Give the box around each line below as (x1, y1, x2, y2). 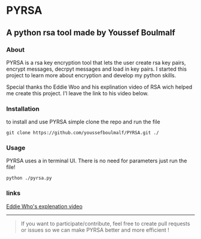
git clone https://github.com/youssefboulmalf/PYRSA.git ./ (6, 130, 160, 136)
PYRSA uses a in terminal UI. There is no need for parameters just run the (6, 157, 187, 165)
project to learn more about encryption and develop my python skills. (6, 71, 176, 78)
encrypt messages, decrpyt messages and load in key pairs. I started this (6, 65, 187, 72)
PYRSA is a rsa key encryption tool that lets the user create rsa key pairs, (6, 59, 187, 66)
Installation (6, 104, 40, 113)
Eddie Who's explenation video (6, 202, 83, 210)
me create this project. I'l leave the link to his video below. (6, 89, 149, 96)
